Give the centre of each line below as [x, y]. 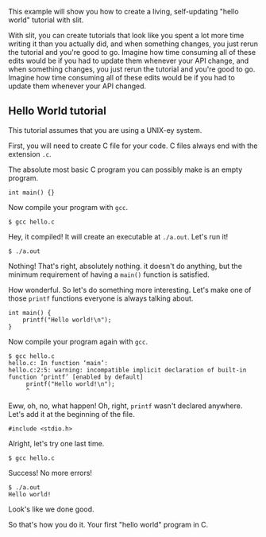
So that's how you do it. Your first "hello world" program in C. [108, 524]
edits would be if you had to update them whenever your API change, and [129, 60]
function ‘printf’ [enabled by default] [76, 377]
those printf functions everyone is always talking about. [101, 298]
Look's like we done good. [51, 509]
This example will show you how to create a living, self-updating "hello [124, 12]
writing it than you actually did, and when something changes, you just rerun [133, 44]
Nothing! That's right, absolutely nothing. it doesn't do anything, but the [125, 266]
